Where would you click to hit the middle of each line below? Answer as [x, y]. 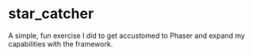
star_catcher [51, 14]
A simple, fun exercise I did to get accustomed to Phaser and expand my [127, 35]
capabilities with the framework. [61, 43]
